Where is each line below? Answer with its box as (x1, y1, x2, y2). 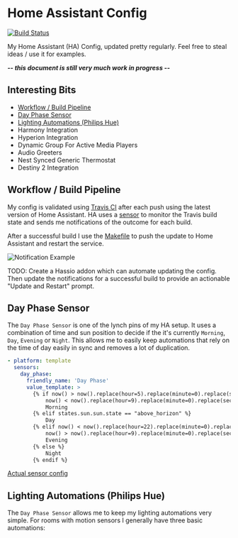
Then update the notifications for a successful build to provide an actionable (7, 274, 230, 282)
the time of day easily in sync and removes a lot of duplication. (7, 344, 190, 352)
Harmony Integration (17, 126, 79, 134)
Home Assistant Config (7, 5, 147, 21)
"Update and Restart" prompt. (7, 282, 94, 290)
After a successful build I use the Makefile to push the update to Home (7, 231, 214, 240)
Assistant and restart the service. (7, 239, 104, 248)
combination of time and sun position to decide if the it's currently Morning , (7, 329, 225, 337)
